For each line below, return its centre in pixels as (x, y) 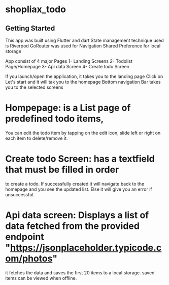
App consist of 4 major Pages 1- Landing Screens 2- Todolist (69, 61)
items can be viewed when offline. (41, 278)
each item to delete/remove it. (37, 138)
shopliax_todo (36, 9)
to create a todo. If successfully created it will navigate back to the (75, 184)
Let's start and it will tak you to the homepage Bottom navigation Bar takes (83, 82)
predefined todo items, (55, 119)
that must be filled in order (62, 170)
